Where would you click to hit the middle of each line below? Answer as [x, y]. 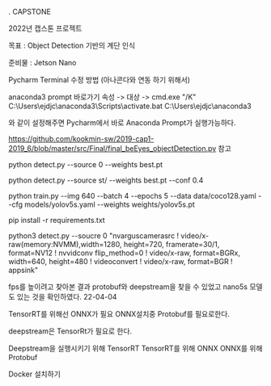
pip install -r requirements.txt [57, 220]
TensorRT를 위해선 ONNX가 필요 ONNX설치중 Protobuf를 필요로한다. [119, 314]
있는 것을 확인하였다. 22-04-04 [67, 297]
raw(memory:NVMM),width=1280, [65, 244]
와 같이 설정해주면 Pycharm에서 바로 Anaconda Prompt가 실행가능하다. [122, 123]
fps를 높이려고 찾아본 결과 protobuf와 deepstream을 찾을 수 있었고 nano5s [128, 287]
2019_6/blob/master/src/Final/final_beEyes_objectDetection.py [112, 148]
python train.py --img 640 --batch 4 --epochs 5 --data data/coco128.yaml [132, 196]
